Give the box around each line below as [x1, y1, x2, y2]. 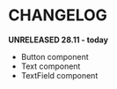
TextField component [20, 70, 99, 80]
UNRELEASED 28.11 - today [8, 34, 109, 45]
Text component [20, 61, 81, 71]
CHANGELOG [8, 5, 107, 26]
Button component [20, 51, 89, 62]
